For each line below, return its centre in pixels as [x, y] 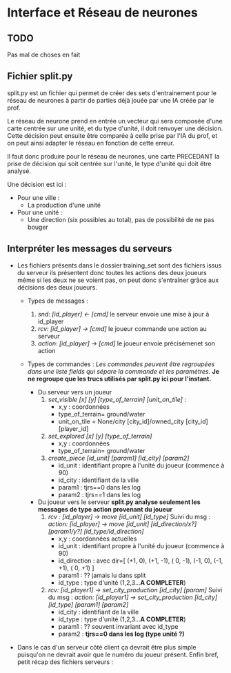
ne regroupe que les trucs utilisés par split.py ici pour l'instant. [119, 379]
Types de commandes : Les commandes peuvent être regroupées [121, 364]
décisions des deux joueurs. [57, 287]
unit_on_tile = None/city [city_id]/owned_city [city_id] [133, 421]
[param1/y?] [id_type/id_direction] [96, 531]
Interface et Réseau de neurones [102, 13]
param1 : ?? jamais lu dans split [102, 575]
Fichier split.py [40, 76]
